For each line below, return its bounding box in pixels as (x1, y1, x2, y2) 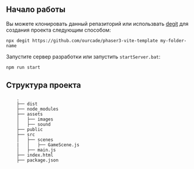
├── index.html (16, 152, 54, 158)
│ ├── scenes (16, 137, 54, 143)
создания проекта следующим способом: (6, 26, 111, 33)
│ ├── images (16, 116, 54, 122)
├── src (16, 132, 35, 137)
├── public (16, 126, 43, 132)
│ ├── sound (16, 121, 51, 127)
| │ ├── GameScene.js (16, 142, 80, 148)
